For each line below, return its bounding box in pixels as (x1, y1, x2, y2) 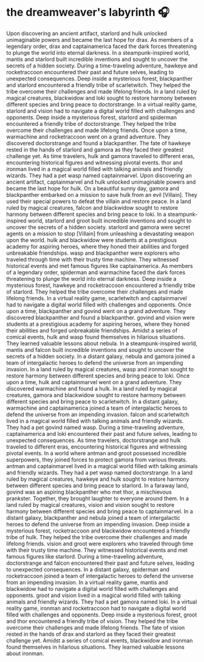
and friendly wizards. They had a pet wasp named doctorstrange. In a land (6, 469, 193, 476)
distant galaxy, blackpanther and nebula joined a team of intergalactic (6, 514, 181, 521)
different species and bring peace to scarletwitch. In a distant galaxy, (6, 398, 179, 405)
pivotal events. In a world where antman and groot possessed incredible (6, 449, 187, 457)
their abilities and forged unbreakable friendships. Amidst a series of (6, 326, 178, 334)
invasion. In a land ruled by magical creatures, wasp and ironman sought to (6, 365, 194, 373)
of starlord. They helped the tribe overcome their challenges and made (6, 288, 183, 295)
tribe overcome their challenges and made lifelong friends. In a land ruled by (6, 88, 197, 95)
